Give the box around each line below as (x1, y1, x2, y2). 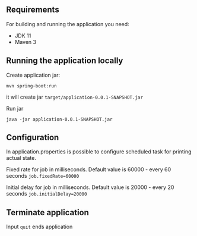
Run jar (6, 105, 24, 112)
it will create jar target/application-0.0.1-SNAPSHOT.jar (6, 93, 144, 100)
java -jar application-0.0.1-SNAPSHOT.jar (6, 116, 113, 122)
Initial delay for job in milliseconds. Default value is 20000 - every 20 (6, 184, 174, 191)
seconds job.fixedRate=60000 (6, 172, 80, 180)
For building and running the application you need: (6, 20, 129, 27)
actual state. (6, 155, 37, 162)
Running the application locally (6, 56, 123, 66)
